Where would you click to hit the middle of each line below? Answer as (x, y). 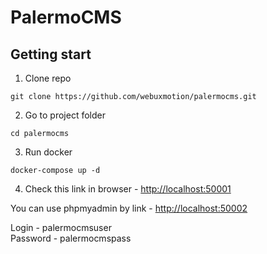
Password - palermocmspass (71, 238)
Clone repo (48, 78)
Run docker (48, 152)
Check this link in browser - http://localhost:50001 (128, 189)
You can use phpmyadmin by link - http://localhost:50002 (129, 208)
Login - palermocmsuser (61, 227)
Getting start (51, 54)
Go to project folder (65, 115)
